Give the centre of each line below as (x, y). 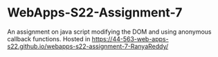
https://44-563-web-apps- (130, 38)
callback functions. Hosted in (49, 38)
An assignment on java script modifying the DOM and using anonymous (109, 32)
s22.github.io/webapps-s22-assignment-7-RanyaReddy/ (88, 46)
